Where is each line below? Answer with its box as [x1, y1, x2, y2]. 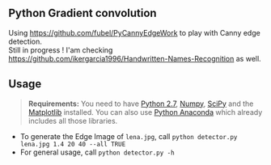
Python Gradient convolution [8, 6, 157, 20]
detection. [8, 36, 43, 46]
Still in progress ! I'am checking [8, 44, 113, 55]
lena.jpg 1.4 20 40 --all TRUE [19, 140, 126, 148]
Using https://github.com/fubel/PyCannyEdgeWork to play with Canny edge [8, 27, 260, 37]
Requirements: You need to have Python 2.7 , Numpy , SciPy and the [28, 99, 254, 108]
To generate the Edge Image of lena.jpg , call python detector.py [19, 131, 238, 141]
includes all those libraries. [28, 116, 118, 125]
